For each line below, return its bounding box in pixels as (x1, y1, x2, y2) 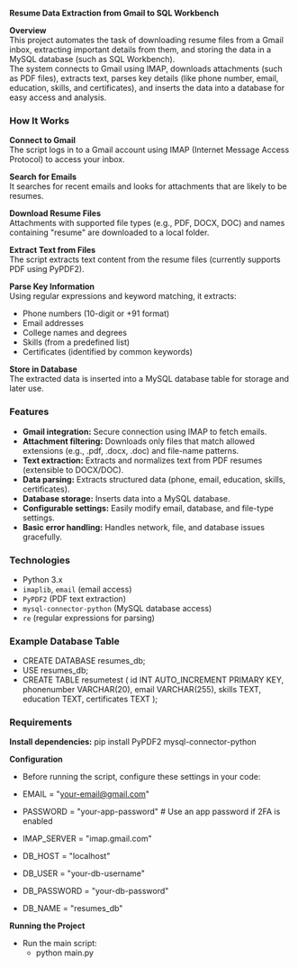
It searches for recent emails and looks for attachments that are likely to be (9, 181, 287, 192)
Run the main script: (22, 938, 97, 949)
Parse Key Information (9, 281, 95, 292)
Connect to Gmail (9, 135, 77, 146)
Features (9, 405, 50, 418)
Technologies (9, 554, 70, 566)
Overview (9, 25, 47, 35)
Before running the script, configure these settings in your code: (22, 772, 261, 782)
